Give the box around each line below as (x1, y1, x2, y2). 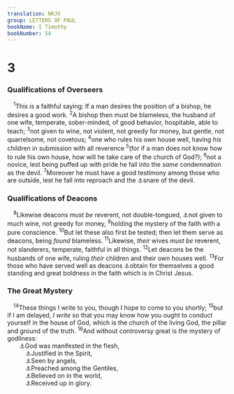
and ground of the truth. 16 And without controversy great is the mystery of (7, 325, 221, 335)
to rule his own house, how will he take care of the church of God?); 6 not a (7, 151, 221, 161)
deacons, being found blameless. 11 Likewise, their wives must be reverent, (7, 236, 221, 245)
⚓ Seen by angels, (25, 357, 78, 365)
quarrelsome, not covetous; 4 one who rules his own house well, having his (7, 134, 221, 144)
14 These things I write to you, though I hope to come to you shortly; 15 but (13, 302, 224, 312)
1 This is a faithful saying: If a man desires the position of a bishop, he (13, 101, 212, 111)
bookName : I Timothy (7, 23, 68, 30)
